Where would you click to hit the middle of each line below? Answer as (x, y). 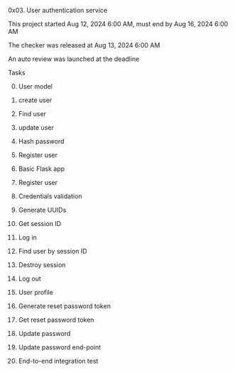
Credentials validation (50, 196)
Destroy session (42, 265)
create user (35, 100)
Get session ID (40, 224)
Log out (29, 278)
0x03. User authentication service (58, 10)
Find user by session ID (53, 251)
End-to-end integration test (58, 361)
